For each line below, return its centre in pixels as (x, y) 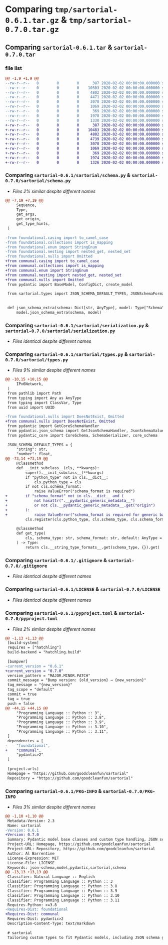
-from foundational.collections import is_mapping (59, 242)
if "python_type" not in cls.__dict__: (67, 477)
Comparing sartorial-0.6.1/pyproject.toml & (61, 613)
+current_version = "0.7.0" (34, 671)
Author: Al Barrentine (31, 853)
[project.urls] (23, 769)
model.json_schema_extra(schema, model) (59, 312)
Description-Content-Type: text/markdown (51, 924)
